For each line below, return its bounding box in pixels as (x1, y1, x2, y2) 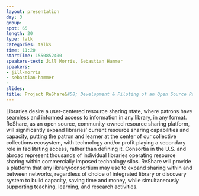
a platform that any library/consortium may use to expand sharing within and (6, 164, 192, 171)
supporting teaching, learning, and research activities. (6, 183, 138, 190)
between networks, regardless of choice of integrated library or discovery (6, 170, 187, 178)
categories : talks (6, 42, 52, 48)
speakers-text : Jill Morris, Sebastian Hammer (6, 58, 123, 64)
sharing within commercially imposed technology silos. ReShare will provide (6, 158, 191, 165)
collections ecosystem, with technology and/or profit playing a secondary (6, 139, 186, 146)
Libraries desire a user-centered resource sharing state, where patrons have (6, 107, 192, 114)
